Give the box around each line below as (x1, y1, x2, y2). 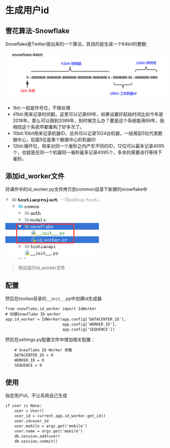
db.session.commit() (14, 439, 58, 444)
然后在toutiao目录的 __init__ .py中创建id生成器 (5, 295, 102, 302)
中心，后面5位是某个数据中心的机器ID (17, 136, 96, 142)
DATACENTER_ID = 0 (14, 353, 53, 358)
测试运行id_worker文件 (17, 265, 66, 271)
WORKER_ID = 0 (14, 358, 44, 363)
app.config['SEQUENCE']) (62, 327, 115, 332)
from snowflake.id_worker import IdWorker (5, 306, 97, 312)
